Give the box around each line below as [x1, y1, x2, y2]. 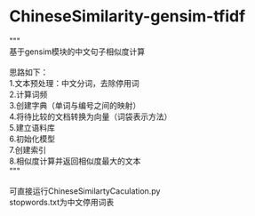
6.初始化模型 [9, 133, 56, 144]
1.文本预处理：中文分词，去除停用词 [9, 77, 139, 88]
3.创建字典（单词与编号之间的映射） [9, 100, 141, 110]
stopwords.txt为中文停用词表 [9, 196, 115, 207]
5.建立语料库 [9, 122, 55, 132]
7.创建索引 [9, 144, 47, 155]
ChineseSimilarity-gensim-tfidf [9, 6, 246, 27]
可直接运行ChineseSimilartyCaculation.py [9, 185, 161, 196]
